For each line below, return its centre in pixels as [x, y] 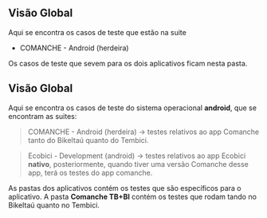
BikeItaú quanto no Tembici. [54, 205]
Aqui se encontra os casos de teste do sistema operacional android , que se [133, 108]
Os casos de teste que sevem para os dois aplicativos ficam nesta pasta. [128, 63]
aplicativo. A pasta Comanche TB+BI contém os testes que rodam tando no [133, 196]
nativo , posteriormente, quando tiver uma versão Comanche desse [138, 164]
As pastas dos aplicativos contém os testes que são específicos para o [125, 188]
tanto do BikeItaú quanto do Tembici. [88, 140]
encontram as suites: [43, 116]
